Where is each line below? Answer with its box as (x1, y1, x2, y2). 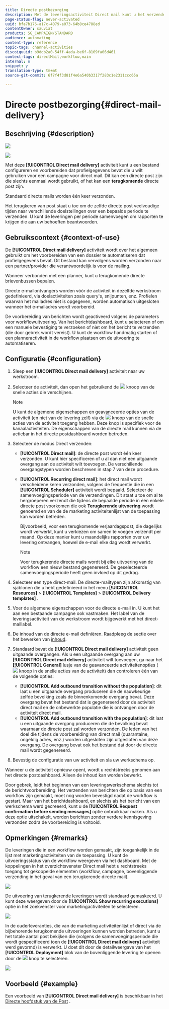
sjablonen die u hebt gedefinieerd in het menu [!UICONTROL (12, 584, 139, 590)
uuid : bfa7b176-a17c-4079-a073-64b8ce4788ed (5, 21, 100, 27)
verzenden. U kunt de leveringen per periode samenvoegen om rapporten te (5, 213, 163, 219)
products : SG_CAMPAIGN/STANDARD (5, 31, 73, 36)
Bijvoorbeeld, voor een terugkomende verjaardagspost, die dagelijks (20, 523, 162, 529)
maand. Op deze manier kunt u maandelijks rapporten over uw (20, 534, 149, 540)
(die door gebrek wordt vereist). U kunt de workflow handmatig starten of (5, 329, 157, 335)
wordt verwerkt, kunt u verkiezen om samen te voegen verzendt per (20, 528, 161, 534)
